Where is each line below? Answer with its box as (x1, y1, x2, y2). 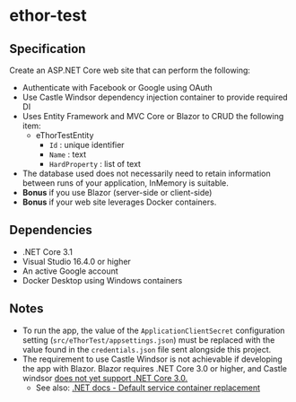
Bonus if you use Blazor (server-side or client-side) (22, 188, 213, 197)
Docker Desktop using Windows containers (22, 275, 183, 285)
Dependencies (9, 223, 92, 238)
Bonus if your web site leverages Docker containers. (22, 197, 217, 207)
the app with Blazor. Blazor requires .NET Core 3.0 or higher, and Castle (22, 363, 287, 373)
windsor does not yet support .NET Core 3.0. (22, 372, 188, 383)
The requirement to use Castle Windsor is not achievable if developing (22, 354, 283, 364)
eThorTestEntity (35, 130, 94, 140)
